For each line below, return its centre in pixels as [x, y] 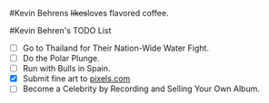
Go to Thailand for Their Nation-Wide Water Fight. [115, 48]
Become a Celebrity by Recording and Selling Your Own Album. [141, 89]
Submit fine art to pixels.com [76, 79]
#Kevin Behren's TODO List [60, 30]
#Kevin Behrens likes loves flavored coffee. [89, 13]
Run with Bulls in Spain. [66, 69]
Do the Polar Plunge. [61, 59]
